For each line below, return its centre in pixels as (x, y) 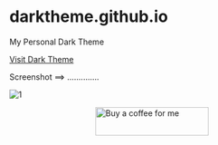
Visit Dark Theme (42, 59)
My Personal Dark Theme (57, 42)
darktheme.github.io (89, 17)
